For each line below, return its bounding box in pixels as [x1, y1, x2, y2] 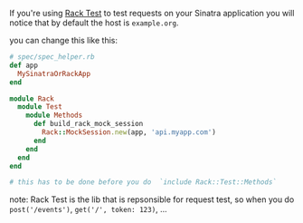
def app [9, 61, 39, 70]
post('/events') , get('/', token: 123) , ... [9, 204, 167, 215]
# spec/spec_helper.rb [9, 53, 95, 62]
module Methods [25, 111, 83, 121]
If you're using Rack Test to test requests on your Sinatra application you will [9, 8, 295, 18]
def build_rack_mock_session [33, 120, 144, 129]
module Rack [9, 94, 54, 103]
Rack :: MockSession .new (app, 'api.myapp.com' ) [42, 128, 217, 137]
